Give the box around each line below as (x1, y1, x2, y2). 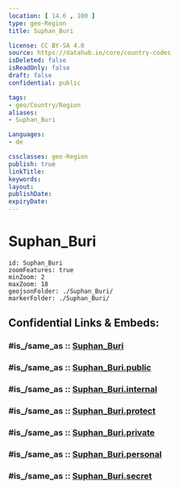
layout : (8, 182, 35, 190)
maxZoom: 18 (8, 280, 48, 288)
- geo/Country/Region (8, 101, 81, 109)
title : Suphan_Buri (8, 27, 74, 35)
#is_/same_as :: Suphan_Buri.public (8, 362, 152, 374)
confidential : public (8, 78, 81, 87)
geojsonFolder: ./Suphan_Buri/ (8, 287, 114, 295)
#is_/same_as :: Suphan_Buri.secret (8, 470, 152, 481)
